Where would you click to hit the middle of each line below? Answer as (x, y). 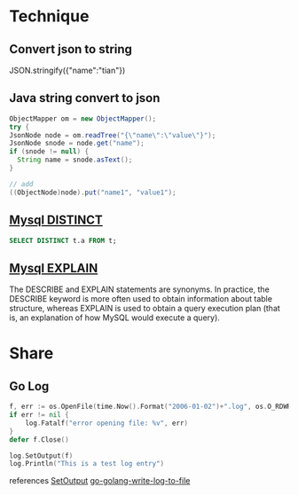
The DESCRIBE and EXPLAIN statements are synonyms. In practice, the (140, 289)
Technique (49, 16)
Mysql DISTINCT (56, 220)
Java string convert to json (85, 98)
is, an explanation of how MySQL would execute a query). (114, 318)
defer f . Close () (39, 440)
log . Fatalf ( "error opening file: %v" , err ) (107, 423)
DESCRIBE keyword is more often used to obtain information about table (141, 299)
